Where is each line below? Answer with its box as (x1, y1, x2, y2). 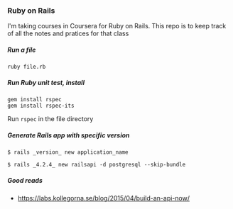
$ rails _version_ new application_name (7, 149, 129, 156)
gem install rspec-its (7, 102, 75, 110)
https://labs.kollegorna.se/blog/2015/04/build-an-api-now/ (17, 194, 190, 203)
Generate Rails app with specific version (7, 130, 130, 140)
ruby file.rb (7, 63, 46, 71)
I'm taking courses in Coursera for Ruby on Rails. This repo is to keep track (7, 22, 227, 30)
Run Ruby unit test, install (7, 78, 85, 86)
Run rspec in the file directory (7, 115, 94, 123)
